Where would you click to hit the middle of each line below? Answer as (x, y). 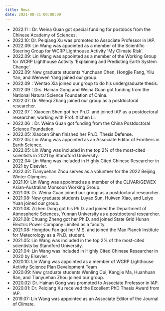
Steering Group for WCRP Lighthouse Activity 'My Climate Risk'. (78, 51)
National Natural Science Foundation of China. (60, 95)
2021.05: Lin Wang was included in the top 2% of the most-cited (78, 240)
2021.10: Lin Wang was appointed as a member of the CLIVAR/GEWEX (84, 182)
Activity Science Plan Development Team (55, 267)
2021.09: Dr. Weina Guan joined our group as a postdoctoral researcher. (86, 192)
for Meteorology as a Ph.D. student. (49, 235)
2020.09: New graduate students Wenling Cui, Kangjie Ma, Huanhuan (84, 272)
